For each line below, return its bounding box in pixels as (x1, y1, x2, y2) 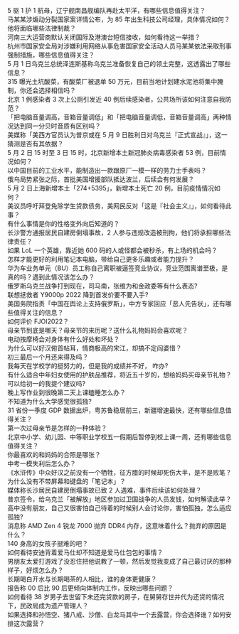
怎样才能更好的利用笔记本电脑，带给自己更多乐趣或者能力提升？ (7, 255, 194, 263)
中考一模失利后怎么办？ (7, 459, 76, 468)
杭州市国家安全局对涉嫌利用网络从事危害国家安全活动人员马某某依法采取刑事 (7, 42, 232, 50)
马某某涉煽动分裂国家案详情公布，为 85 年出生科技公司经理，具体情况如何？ (7, 15, 230, 23)
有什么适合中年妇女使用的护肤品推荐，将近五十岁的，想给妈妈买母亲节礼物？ (7, 370, 232, 379)
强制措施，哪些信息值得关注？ (7, 50, 95, 59)
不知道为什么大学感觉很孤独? (7, 397, 92, 405)
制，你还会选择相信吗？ (7, 86, 76, 95)
